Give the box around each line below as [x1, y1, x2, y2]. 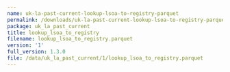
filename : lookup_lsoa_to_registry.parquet [7, 36, 133, 43]
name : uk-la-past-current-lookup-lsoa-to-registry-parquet [7, 10, 179, 17]
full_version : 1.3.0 [7, 49, 66, 56]
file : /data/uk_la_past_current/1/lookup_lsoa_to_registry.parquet [7, 55, 204, 62]
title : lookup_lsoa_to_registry [7, 29, 99, 36]
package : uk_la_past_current [7, 23, 90, 29]
